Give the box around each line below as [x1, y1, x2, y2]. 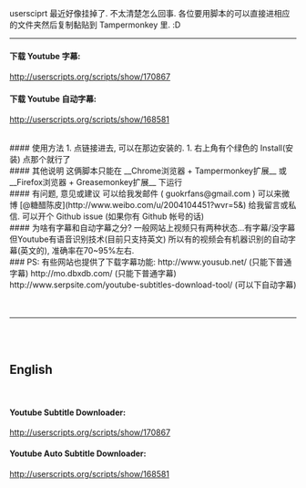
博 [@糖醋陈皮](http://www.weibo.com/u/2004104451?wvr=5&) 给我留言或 [9, 200, 289, 211]
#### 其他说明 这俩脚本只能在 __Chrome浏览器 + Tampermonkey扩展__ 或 [9, 165, 287, 176]
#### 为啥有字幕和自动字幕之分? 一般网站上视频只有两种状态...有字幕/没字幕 [9, 223, 296, 234]
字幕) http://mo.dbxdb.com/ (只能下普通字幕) [9, 268, 178, 279]
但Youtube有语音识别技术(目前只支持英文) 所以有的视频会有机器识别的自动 [9, 234, 289, 244]
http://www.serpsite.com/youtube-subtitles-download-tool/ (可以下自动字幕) [9, 279, 297, 290]
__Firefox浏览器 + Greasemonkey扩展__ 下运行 [9, 177, 183, 188]
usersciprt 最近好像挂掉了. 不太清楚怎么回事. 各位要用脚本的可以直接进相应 [9, 8, 291, 18]
